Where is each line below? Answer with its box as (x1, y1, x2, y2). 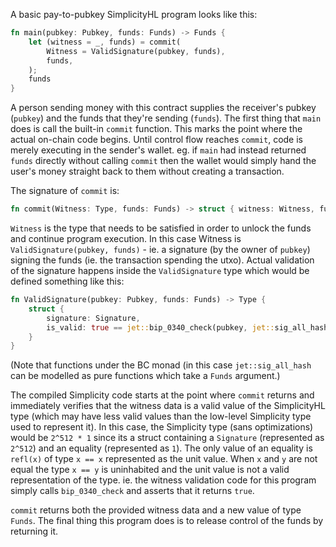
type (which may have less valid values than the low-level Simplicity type (10, 410, 312, 423)
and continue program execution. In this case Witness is (10, 233, 242, 244)
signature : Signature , (46, 313, 141, 323)
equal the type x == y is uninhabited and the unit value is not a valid (10, 464, 290, 476)
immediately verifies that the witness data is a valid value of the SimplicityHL (10, 400, 326, 412)
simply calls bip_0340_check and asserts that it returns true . (10, 485, 255, 497)
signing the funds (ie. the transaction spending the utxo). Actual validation (10, 254, 315, 266)
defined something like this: (10, 275, 125, 287)
